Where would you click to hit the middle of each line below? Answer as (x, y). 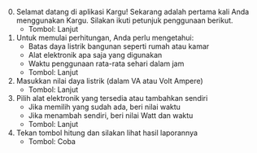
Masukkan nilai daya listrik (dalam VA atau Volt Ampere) (109, 81)
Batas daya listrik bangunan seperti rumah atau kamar (119, 46)
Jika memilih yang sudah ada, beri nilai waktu (105, 107)
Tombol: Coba (52, 141)
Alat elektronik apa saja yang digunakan (95, 55)
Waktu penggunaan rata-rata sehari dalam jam (106, 63)
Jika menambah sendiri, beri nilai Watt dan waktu (111, 116)
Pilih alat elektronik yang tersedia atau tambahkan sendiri (112, 98)
